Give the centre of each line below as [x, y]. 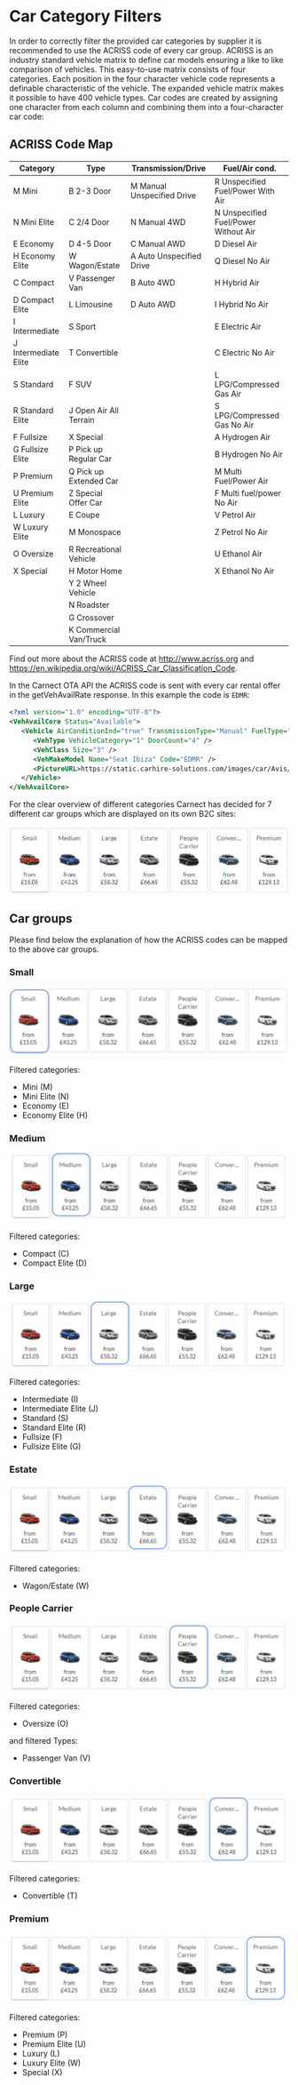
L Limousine [91, 305]
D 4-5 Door [90, 244]
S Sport [82, 326]
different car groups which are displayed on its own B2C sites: [123, 814]
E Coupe [84, 515]
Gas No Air [234, 425]
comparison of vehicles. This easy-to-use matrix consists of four [128, 69]
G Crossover [92, 617]
